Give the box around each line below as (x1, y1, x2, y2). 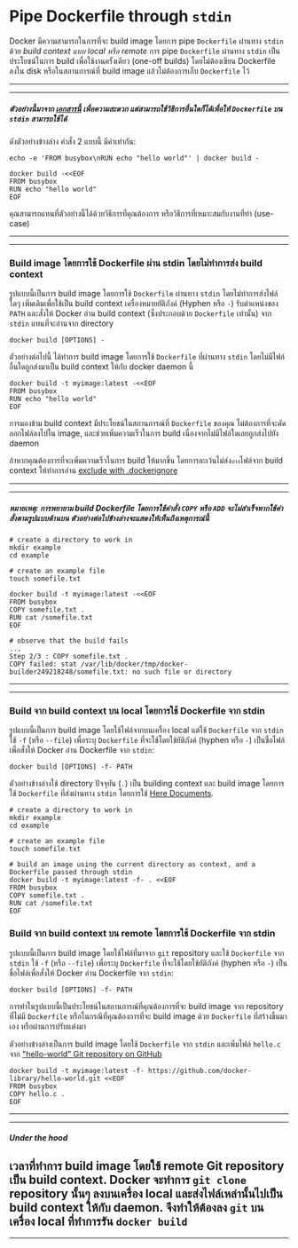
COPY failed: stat (9, 660, 77, 669)
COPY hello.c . (9, 1089, 66, 1098)
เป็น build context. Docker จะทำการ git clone (9, 1172, 247, 1187)
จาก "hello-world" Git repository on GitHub (9, 1048, 162, 1059)
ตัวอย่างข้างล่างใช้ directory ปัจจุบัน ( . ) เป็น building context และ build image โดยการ (9, 778, 285, 789)
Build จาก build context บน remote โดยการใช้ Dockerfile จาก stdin (9, 928, 276, 940)
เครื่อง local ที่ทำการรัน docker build (9, 1213, 188, 1228)
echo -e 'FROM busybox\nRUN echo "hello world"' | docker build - (9, 154, 260, 162)
